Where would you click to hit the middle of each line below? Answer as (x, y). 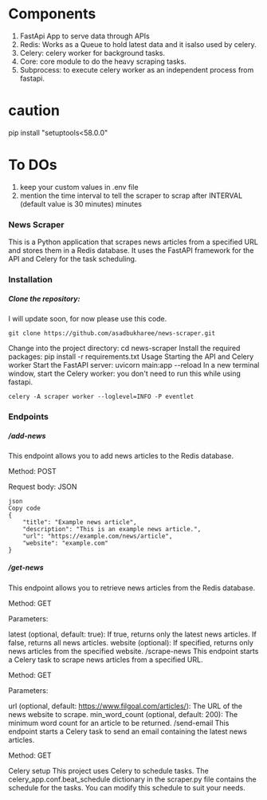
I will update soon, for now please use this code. (88, 319)
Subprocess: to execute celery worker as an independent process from (137, 69)
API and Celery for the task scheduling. (73, 259)
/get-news (26, 568)
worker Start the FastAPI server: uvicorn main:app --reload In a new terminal (134, 365)
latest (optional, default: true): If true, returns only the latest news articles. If (132, 634)
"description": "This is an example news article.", (112, 529)
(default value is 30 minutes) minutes (80, 203)
